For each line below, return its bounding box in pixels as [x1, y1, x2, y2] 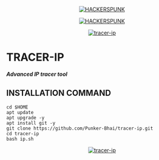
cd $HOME [6, 104, 29, 110]
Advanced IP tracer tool [6, 70, 68, 78]
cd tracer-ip [6, 130, 39, 136]
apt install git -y [6, 120, 56, 126]
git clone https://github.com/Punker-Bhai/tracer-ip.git [6, 125, 154, 132]
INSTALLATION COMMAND [6, 88, 111, 98]
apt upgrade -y [6, 115, 45, 121]
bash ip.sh [6, 136, 34, 142]
